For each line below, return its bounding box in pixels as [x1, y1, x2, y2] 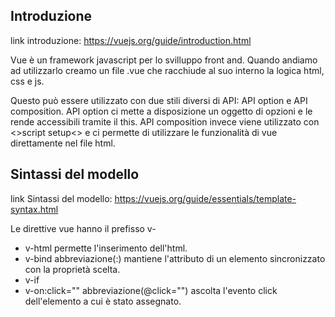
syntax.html [10, 203, 59, 215]
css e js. [10, 75, 45, 87]
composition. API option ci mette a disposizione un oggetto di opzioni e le [10, 105, 313, 117]
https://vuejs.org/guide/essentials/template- [114, 192, 297, 204]
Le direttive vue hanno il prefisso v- [10, 222, 157, 234]
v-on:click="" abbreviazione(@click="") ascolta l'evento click [24, 284, 278, 296]
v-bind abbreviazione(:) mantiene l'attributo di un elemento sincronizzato [24, 252, 326, 264]
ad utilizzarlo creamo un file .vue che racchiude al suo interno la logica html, [10, 64, 325, 76]
